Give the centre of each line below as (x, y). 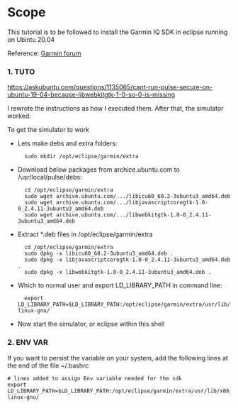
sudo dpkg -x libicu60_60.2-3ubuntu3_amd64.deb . (99, 254)
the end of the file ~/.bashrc (48, 365)
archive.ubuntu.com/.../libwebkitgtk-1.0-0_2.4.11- (134, 215)
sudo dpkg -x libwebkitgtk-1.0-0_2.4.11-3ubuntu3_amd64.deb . (118, 272)
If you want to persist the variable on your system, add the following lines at (118, 358)
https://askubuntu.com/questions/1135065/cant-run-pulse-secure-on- (110, 87)
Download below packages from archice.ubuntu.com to (99, 170)
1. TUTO (21, 72)
